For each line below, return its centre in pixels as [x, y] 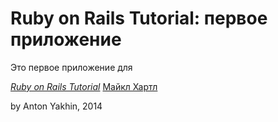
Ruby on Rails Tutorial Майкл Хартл [84, 86]
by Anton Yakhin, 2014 [56, 106]
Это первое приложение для [71, 67]
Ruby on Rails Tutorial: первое [139, 18]
